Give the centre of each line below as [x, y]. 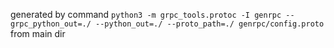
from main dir [38, 33]
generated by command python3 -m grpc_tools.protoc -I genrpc [146, 14]
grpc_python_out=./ [51, 24]
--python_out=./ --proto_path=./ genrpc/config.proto [210, 24]
